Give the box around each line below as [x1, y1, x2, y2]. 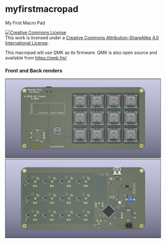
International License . [5, 40, 49, 46]
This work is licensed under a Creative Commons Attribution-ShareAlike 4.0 [5, 35, 159, 41]
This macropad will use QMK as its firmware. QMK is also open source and [5, 49, 157, 55]
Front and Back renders [5, 67, 63, 74]
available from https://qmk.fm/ [5, 54, 67, 60]
